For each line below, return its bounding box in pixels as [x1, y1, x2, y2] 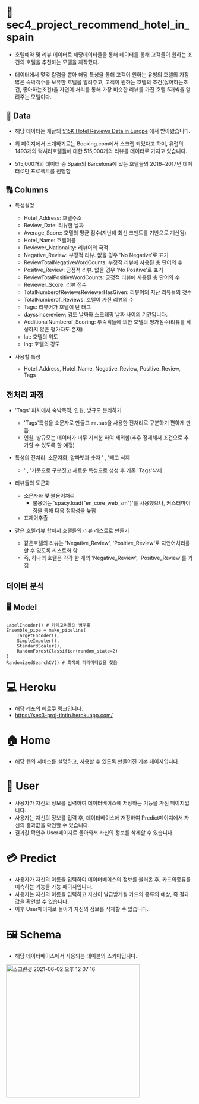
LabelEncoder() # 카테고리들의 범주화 [6, 622, 91, 628]
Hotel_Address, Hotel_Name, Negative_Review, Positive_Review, [23, 365, 181, 372]
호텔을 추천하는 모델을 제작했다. [26, 58, 99, 65]
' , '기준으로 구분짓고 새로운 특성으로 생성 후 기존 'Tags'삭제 [23, 467, 162, 474]
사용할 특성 [14, 353, 41, 360]
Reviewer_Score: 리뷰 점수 [23, 281, 87, 288]
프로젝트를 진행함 [30, 167, 71, 175]
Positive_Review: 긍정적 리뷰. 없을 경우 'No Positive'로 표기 [23, 266, 163, 273]
